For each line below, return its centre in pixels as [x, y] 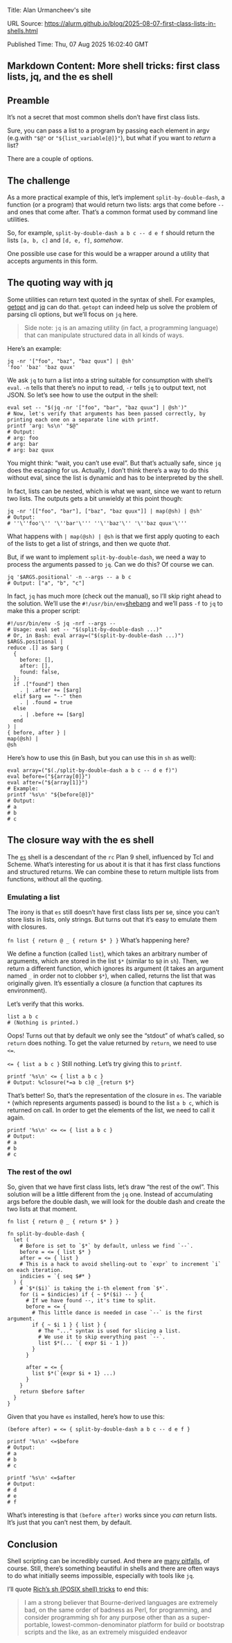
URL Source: [25, 23]
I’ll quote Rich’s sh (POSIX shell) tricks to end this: [78, 1589]
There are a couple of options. [50, 159]
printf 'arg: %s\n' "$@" [43, 426]
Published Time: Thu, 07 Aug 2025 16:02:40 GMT [78, 44]
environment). [27, 990]
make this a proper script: [44, 610]
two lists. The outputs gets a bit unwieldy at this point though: [95, 498]
